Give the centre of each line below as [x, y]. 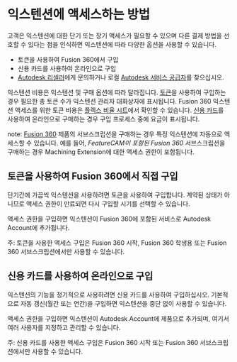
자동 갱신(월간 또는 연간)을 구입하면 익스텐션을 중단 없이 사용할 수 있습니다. [123, 303]
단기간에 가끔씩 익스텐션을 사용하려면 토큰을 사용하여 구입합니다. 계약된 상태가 [115, 194]
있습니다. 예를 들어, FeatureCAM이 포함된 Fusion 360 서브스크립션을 [129, 143]
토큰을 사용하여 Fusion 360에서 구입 [68, 59]
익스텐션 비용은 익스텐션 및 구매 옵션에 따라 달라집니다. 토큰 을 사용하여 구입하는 [117, 92]
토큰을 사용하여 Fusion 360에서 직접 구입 [93, 176]
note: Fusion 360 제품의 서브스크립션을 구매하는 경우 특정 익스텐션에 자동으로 [115, 134]
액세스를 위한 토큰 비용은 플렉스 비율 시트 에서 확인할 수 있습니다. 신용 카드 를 [119, 110]
